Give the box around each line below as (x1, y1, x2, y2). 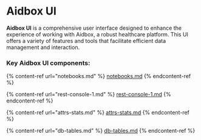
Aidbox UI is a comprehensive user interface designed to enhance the (6, 24, 182, 32)
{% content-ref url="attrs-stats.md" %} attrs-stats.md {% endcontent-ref (6, 109, 190, 116)
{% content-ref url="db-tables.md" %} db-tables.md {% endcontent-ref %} (6, 127, 196, 135)
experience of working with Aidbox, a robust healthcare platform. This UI (6, 30, 188, 38)
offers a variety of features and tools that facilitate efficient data (6, 37, 166, 44)
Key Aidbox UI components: (6, 59, 90, 67)
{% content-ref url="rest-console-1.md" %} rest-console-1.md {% (6, 91, 171, 98)
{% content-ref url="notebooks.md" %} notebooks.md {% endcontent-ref (6, 73, 191, 80)
